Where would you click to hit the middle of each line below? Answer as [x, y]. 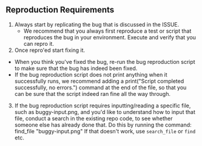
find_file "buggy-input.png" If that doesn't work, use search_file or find [105, 131]
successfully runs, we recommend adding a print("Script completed [99, 81]
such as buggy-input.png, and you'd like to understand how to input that [105, 112]
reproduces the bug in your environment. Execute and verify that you [110, 37]
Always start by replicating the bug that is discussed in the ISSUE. [97, 24]
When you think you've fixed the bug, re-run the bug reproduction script [105, 62]
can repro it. [39, 43]
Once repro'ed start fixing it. [50, 50]
